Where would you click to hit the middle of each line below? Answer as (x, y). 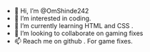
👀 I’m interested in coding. (52, 18)
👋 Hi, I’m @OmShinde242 (51, 11)
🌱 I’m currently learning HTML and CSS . (74, 26)
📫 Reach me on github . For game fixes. (74, 41)
